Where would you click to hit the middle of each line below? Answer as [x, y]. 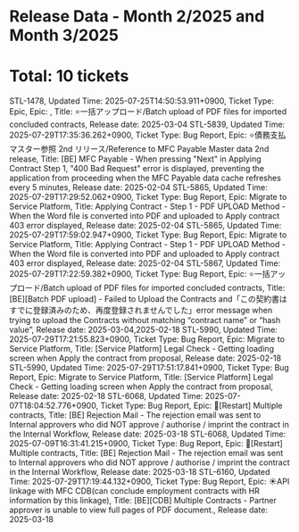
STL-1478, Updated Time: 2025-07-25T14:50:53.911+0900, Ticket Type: [142, 101]
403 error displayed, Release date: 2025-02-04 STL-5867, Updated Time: [145, 263]
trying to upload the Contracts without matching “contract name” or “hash [145, 320]
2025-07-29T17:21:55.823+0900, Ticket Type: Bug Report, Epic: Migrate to [147, 339]
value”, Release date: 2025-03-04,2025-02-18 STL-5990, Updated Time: [144, 330]
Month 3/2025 [64, 35]
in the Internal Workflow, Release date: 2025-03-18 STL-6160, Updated [140, 472]
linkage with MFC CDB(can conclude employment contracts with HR [135, 491]
